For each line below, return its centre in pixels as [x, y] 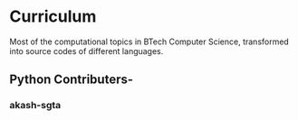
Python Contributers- [72, 80]
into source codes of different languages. [87, 51]
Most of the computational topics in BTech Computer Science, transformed [149, 42]
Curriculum [53, 17]
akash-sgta [35, 106]
